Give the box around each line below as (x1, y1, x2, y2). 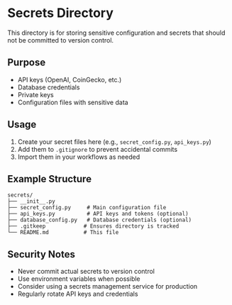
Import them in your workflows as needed (17, 152, 140, 161)
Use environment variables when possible (17, 274, 140, 283)
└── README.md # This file (7, 229, 119, 236)
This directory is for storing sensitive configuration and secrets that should (7, 28, 226, 37)
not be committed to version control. (7, 35, 114, 44)
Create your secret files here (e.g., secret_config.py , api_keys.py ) (17, 137, 211, 146)
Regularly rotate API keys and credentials (17, 289, 138, 299)
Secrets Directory (7, 5, 114, 21)
